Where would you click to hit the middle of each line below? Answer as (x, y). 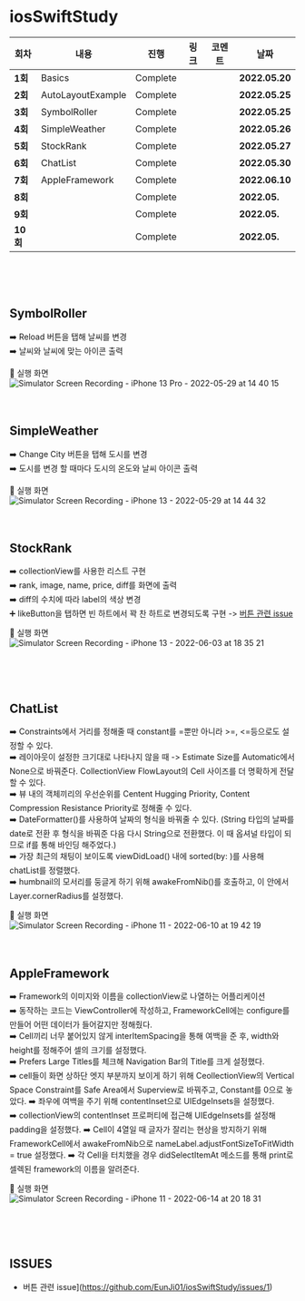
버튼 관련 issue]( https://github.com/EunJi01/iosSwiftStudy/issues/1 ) (148, 1286)
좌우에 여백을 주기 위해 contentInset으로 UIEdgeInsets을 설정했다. (156, 1101)
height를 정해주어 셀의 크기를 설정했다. (78, 1050)
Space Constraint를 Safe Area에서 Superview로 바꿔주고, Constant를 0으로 (147, 1090)
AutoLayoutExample (84, 94)
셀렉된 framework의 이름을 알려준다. (74, 1169)
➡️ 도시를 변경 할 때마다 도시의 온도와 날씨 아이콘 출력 (103, 468)
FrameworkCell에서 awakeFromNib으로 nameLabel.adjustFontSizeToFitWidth (152, 1144)
